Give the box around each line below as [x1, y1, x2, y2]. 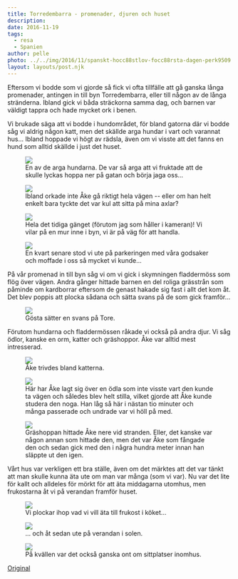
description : [7, 17, 46, 24]
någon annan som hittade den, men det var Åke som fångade [25, 435, 205, 444]
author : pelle [7, 51, 50, 58]
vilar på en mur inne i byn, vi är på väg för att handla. [25, 227, 180, 236]
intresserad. [7, 343, 43, 351]
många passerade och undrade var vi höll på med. [25, 407, 173, 415]
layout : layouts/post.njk [7, 63, 84, 71]
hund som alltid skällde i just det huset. [7, 142, 122, 150]
